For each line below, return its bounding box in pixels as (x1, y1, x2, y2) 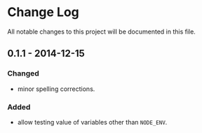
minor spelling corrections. (17, 85, 95, 93)
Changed (7, 69, 40, 78)
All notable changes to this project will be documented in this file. (7, 27, 196, 36)
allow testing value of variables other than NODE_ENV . (17, 118, 168, 126)
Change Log (7, 4, 79, 20)
